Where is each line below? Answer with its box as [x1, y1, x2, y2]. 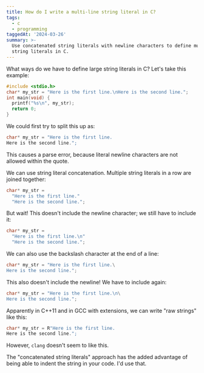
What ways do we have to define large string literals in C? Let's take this [6, 65, 186, 72]
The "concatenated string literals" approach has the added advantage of [6, 354, 188, 361]
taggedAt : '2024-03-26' [6, 32, 67, 38]
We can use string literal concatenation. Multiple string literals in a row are [6, 169, 191, 176]
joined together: [6, 176, 47, 183]
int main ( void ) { [6, 95, 50, 101]
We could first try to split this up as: [6, 123, 95, 129]
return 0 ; [12, 106, 36, 112]
